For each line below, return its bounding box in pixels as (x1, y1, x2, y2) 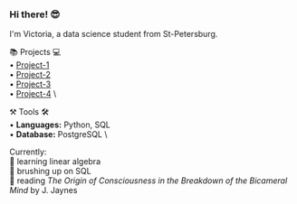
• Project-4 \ (9, 88, 57, 99)
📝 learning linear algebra (9, 156, 101, 167)
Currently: (9, 146, 47, 157)
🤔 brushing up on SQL (9, 166, 92, 177)
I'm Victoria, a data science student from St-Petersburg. (9, 29, 218, 40)
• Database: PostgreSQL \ (9, 129, 108, 140)
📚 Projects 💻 (9, 47, 62, 58)
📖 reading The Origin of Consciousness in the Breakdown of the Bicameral (9, 175, 288, 186)
